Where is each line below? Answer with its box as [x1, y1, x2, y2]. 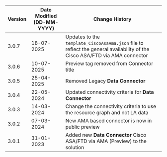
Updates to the [65, 33, 100, 40]
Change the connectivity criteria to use [65, 103, 157, 110]
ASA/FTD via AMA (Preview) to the [65, 138, 147, 145]
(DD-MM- [33, 19, 59, 25]
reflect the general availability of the [65, 46, 150, 53]
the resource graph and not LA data [65, 109, 149, 116]
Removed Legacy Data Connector [65, 78, 146, 84]
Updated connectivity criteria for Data [65, 89, 154, 95]
